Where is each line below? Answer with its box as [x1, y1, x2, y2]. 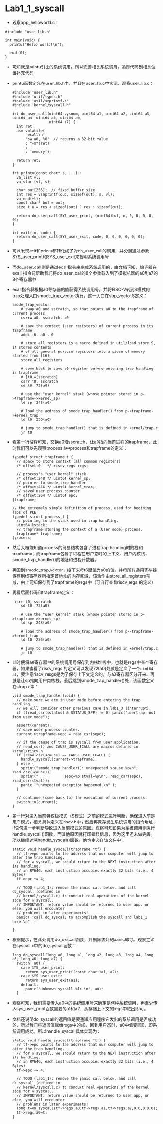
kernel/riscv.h [12, 748, 43, 753]
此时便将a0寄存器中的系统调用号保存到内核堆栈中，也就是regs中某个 [12, 659, 149, 665]
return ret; [16, 158, 41, 163]
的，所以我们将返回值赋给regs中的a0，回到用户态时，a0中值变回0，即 [12, 1022, 153, 1028]
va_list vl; [16, 175, 41, 180]
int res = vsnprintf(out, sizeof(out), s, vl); [16, 192, 115, 197]
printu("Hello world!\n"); [9, 42, 64, 47]
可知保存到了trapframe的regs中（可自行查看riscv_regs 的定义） [29, 579, 156, 585]
